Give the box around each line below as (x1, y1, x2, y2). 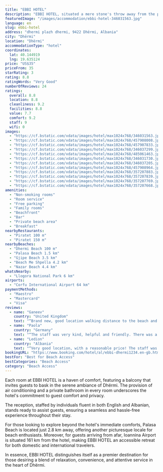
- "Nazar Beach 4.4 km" (9, 264, 57, 270)
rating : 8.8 (5, 75, 29, 80)
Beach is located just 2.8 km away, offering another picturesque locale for (5, 427, 153, 433)
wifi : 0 (9, 124, 25, 129)
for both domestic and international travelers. (5, 442, 96, 448)
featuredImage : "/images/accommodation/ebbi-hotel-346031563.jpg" (5, 16, 142, 21)
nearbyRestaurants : (5, 228, 45, 233)
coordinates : (5, 48, 32, 52)
